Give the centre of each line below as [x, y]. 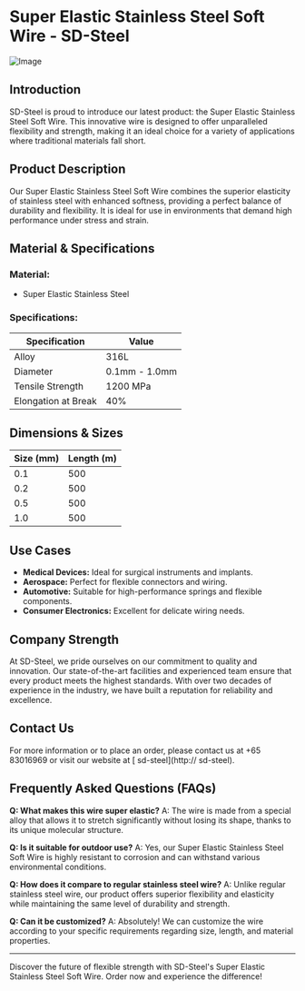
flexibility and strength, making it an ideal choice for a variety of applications [152, 131]
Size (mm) [37, 459]
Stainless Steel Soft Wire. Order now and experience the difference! [136, 976]
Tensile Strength [49, 386]
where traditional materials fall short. [78, 140]
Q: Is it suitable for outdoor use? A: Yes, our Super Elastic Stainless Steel [147, 847]
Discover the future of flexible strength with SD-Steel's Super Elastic [138, 966]
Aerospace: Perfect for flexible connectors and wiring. [125, 582]
